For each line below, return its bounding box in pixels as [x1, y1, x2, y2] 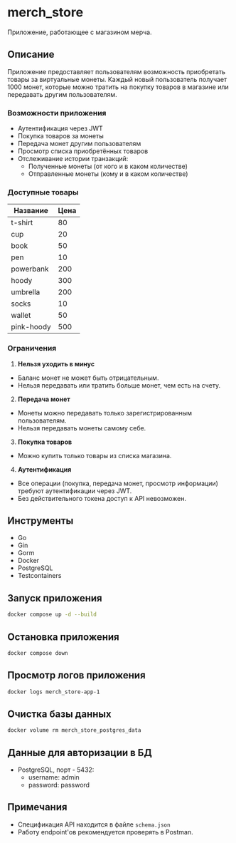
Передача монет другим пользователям [17, 140, 141, 148]
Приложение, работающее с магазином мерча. [7, 28, 152, 36]
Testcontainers [17, 572, 62, 580]
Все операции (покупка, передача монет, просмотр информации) [17, 479, 219, 487]
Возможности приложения [7, 108, 107, 118]
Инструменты [7, 514, 74, 527]
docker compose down [7, 649, 69, 656]
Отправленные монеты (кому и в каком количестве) [28, 170, 188, 178]
